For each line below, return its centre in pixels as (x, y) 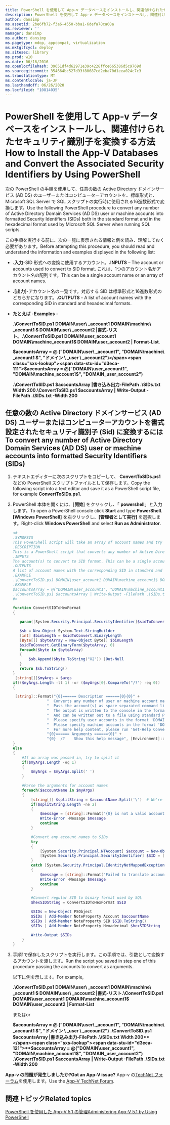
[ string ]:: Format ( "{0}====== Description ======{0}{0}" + (77, 697)
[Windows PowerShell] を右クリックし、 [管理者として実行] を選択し (84, 517)
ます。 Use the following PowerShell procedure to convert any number (87, 208)
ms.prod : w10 (19, 57)
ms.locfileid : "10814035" (32, 90)
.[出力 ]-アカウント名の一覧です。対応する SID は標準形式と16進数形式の (87, 291)
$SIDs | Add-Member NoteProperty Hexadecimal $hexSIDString (96, 926)
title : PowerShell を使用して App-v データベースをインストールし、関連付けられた (84, 10)
